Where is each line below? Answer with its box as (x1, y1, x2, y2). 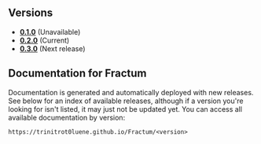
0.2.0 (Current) (19, 35, 70, 45)
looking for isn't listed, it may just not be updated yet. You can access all (8, 104, 242, 113)
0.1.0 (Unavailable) (19, 27, 81, 36)
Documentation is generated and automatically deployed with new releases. (8, 87, 254, 97)
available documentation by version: (8, 113, 126, 122)
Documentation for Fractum (8, 67, 147, 80)
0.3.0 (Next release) (19, 43, 86, 54)
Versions (8, 6, 53, 20)
